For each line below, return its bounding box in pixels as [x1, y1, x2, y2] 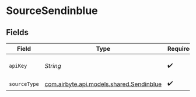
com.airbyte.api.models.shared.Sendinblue [44, 80, 162, 88]
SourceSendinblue [6, 4, 98, 18]
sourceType [9, 81, 39, 87]
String [44, 62, 61, 70]
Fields [6, 27, 29, 37]
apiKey [9, 63, 27, 69]
